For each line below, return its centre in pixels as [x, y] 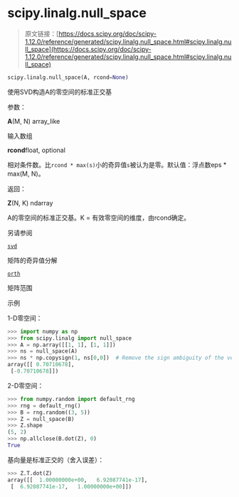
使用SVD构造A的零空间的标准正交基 [60, 92]
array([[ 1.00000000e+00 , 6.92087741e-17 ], [78, 480]
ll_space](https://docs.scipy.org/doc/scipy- [88, 49]
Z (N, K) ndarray [30, 203]
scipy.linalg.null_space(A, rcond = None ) [68, 77]
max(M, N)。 [26, 173]
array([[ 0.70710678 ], [41, 365]
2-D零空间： [26, 385]
